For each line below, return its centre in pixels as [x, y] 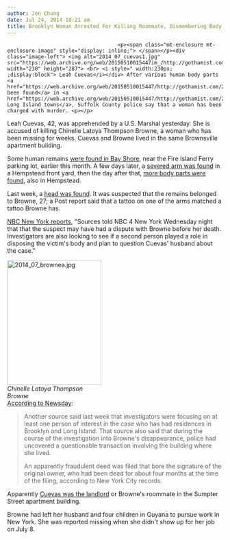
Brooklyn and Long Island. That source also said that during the [113, 431]
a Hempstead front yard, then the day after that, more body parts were [106, 173]
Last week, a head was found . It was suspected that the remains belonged [112, 194]
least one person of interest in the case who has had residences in [118, 424]
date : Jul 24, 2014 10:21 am [49, 20]
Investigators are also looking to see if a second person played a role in [107, 236]
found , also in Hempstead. [44, 181]
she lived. [37, 453]
